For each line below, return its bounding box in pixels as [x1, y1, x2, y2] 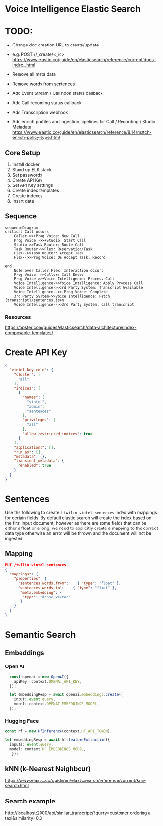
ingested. [5, 535, 24, 541]
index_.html [12, 62, 36, 68]
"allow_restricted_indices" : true [22, 432, 93, 436]
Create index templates [12, 187, 60, 193]
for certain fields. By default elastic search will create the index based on [5, 515, 152, 521]
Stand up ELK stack [12, 166, 52, 172]
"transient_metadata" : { [14, 459, 64, 463]
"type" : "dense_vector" [22, 595, 71, 599]
